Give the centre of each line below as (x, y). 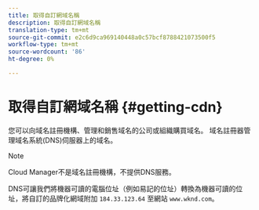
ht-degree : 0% (31, 60)
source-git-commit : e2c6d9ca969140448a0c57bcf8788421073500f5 (112, 37)
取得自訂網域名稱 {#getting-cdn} (115, 107)
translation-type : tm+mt (49, 30)
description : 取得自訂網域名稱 (55, 23)
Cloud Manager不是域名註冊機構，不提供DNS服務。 (92, 172)
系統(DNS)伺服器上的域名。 (73, 140)
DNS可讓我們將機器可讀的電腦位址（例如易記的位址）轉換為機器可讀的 (122, 188)
